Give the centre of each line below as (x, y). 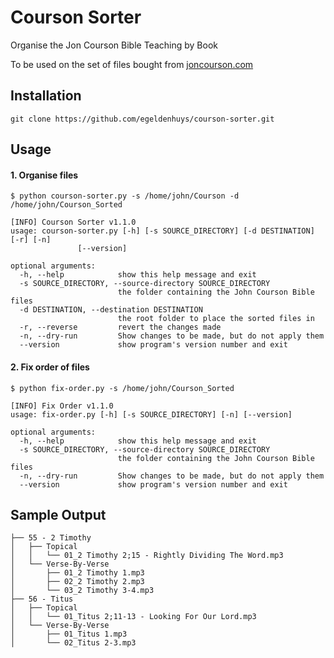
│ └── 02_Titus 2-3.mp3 (73, 643)
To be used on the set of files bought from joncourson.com (132, 64)
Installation (46, 96)
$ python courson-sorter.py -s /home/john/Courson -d (125, 196)
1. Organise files (44, 175)
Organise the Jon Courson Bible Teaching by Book (114, 45)
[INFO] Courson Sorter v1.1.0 (73, 222)
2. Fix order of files (50, 367)
